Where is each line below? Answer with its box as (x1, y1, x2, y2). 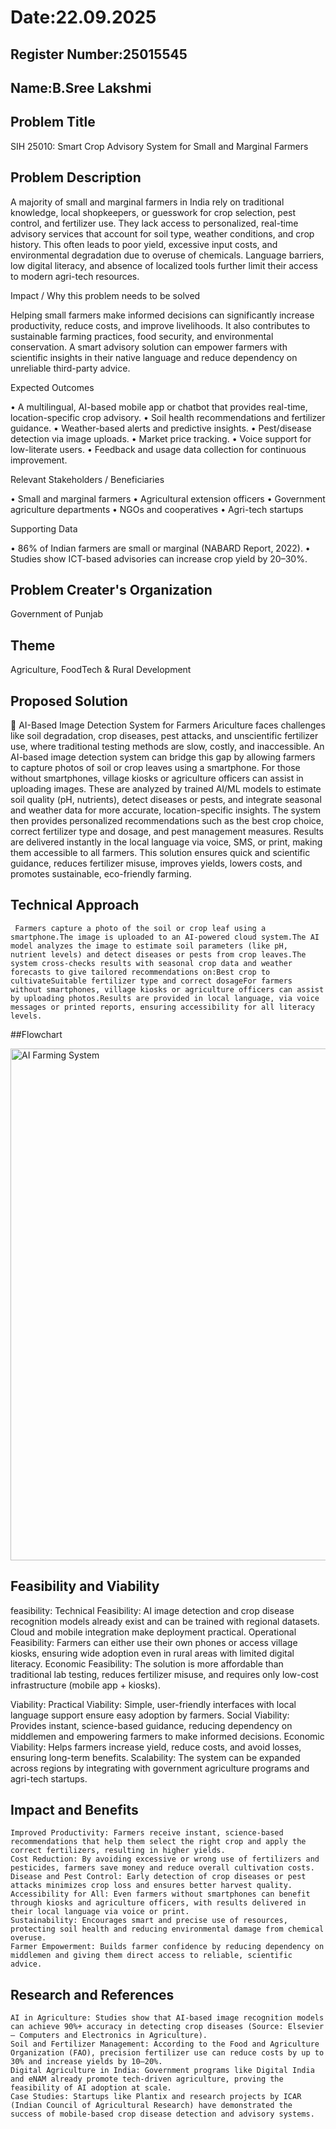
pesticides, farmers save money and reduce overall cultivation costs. (10, 1863, 315, 1873)
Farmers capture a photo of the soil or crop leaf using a (14, 923, 267, 933)
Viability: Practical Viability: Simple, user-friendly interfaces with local (10, 1698, 297, 1710)
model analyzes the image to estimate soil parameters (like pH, (10, 941, 288, 951)
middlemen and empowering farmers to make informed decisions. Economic (10, 1730, 325, 1742)
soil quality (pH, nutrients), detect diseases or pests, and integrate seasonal (10, 794, 322, 806)
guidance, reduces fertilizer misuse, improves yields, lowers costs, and (10, 857, 303, 870)
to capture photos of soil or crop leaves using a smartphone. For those (10, 762, 301, 774)
